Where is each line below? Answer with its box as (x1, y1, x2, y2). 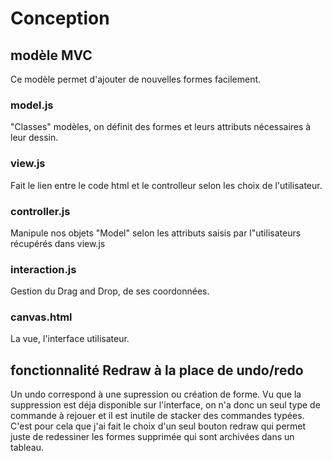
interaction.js (10, 262, 77, 276)
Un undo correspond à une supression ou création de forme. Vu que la (10, 388, 302, 401)
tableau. (10, 442, 44, 454)
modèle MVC (10, 47, 93, 64)
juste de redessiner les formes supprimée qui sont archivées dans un (10, 431, 295, 443)
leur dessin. (10, 132, 59, 144)
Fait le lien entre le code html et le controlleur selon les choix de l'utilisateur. (10, 179, 323, 191)
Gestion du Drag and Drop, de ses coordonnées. (10, 285, 210, 297)
